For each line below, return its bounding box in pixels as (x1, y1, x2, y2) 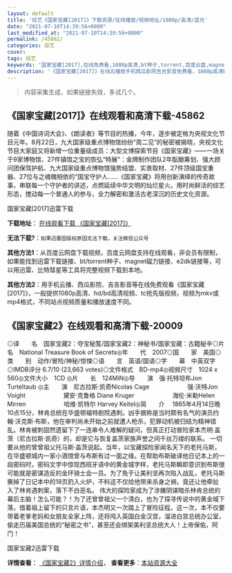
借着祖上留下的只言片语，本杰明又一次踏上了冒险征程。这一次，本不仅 (19, 503, 219, 512)
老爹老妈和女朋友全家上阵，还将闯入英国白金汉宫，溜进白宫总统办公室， (19, 512, 225, 521)
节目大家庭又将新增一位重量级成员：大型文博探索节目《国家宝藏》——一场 (7, 146, 219, 155)
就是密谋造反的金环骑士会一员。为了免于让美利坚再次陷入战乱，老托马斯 (19, 469, 225, 477)
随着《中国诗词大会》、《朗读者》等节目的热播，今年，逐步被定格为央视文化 (7, 129, 219, 138)
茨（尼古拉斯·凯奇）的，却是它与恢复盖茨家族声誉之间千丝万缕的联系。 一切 (7, 434, 222, 443)
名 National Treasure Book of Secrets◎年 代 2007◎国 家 (7, 348, 197, 356)
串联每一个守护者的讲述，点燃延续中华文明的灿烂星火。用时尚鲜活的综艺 (19, 181, 225, 190)
